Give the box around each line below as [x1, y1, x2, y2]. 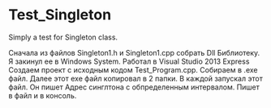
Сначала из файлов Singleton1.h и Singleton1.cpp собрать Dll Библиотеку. [8, 48, 260, 57]
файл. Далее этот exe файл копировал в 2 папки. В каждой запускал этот [8, 73, 264, 83]
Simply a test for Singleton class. [8, 32, 118, 42]
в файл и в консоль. [8, 90, 77, 100]
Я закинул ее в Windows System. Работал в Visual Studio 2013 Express [8, 56, 250, 66]
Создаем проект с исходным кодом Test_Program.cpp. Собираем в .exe [8, 64, 258, 74]
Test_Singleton [8, 6, 112, 24]
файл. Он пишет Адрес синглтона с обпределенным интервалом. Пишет [8, 82, 260, 92]
